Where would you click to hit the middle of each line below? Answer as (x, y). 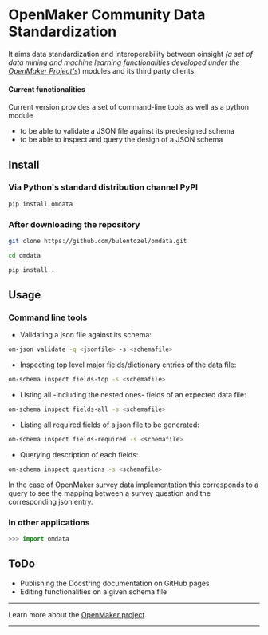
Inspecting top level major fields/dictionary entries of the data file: (128, 365)
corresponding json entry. (51, 501)
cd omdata (25, 255)
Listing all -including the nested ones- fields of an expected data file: (133, 395)
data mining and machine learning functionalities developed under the (124, 62)
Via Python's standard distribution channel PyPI (103, 187)
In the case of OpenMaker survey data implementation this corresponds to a (134, 485)
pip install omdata (41, 204)
